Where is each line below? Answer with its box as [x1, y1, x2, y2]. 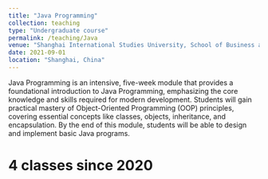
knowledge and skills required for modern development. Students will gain [8, 95, 253, 104]
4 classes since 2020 [8, 157, 153, 175]
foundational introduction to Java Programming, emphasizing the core [8, 86, 238, 95]
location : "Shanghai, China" [8, 56, 105, 64]
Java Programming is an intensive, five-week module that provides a [8, 77, 234, 88]
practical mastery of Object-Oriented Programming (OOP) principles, [8, 103, 235, 112]
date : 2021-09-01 [8, 49, 66, 56]
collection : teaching [8, 19, 81, 27]
